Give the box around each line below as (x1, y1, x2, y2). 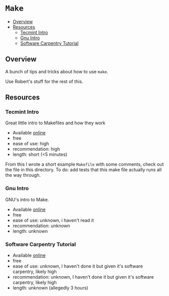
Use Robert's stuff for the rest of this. (5, 78, 84, 85)
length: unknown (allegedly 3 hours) (12, 285, 89, 291)
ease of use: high (12, 141, 49, 147)
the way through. (5, 172, 41, 178)
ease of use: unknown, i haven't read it (12, 217, 94, 223)
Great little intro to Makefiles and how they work (5, 120, 106, 126)
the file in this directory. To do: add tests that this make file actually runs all (5, 167, 162, 173)
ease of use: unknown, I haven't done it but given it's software (12, 263, 143, 270)
